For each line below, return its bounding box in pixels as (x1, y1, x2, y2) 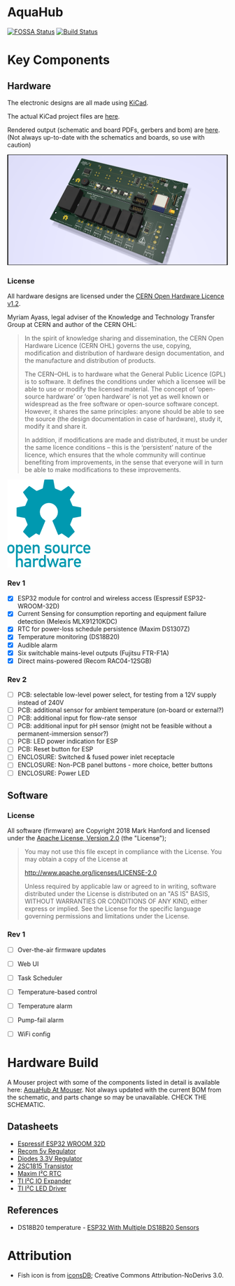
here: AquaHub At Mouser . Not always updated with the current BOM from (7, 1085, 222, 1094)
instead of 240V (17, 699, 64, 707)
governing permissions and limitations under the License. (24, 912, 190, 920)
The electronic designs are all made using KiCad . (7, 98, 149, 107)
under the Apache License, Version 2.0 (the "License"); (7, 834, 166, 843)
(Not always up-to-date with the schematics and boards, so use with (7, 133, 205, 141)
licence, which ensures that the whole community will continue (24, 450, 206, 459)
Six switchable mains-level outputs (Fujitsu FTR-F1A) (17, 648, 169, 657)
